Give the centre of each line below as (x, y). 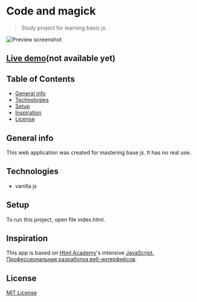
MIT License (22, 293)
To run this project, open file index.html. (56, 219)
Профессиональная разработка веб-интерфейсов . (72, 259)
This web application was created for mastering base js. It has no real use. (99, 153)
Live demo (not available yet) (61, 58)
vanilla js (26, 186)
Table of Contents (41, 79)
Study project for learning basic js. (64, 28)
